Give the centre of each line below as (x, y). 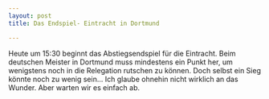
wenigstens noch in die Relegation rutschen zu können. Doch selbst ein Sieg (134, 70)
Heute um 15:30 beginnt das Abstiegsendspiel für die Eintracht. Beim (122, 53)
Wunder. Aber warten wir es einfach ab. (74, 87)
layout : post (30, 16)
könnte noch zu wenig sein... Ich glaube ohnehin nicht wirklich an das (123, 79)
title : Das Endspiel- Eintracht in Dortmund (84, 23)
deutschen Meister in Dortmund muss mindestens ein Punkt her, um (120, 62)
